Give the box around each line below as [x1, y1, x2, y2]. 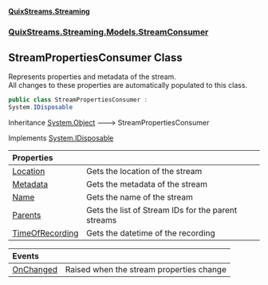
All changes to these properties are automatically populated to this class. [8, 81, 248, 90]
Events [12, 251, 40, 262]
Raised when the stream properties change [65, 264, 227, 275]
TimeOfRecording [12, 228, 79, 239]
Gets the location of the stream [86, 166, 203, 177]
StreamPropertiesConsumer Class [8, 50, 183, 64]
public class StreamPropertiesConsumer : [8, 96, 148, 104]
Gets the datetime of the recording [86, 228, 215, 239]
